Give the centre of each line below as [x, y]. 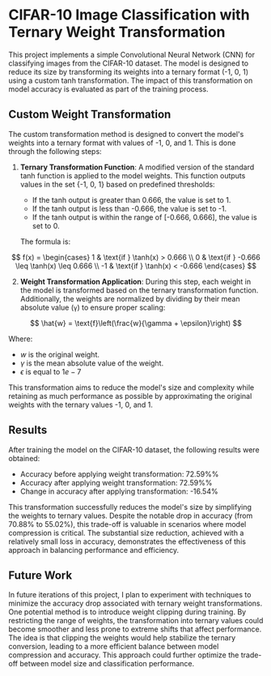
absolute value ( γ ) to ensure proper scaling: [93, 307]
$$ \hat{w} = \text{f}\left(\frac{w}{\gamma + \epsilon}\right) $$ [136, 323]
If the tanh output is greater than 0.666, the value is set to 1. [131, 199]
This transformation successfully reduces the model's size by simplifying [130, 507]
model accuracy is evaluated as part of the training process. [108, 89]
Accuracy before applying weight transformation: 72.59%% [119, 474]
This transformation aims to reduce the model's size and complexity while [131, 387]
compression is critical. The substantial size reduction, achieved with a [126, 533]
